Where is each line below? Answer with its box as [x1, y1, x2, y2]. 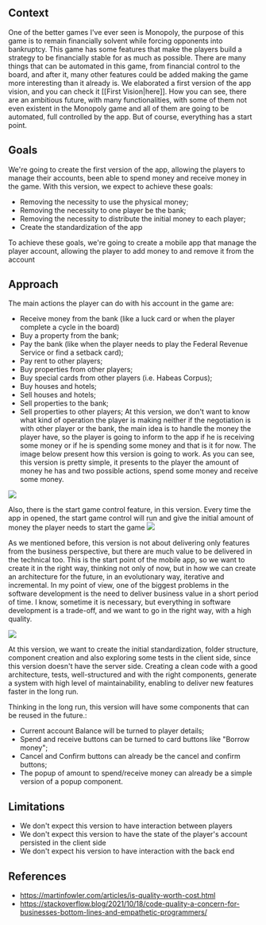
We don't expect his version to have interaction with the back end [19, 846, 235, 856]
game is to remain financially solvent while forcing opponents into [8, 36, 223, 45]
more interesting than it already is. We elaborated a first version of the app [8, 78, 252, 87]
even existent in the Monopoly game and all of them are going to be [8, 103, 229, 113]
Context [8, 6, 49, 20]
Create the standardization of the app [19, 222, 143, 231]
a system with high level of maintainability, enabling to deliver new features [8, 678, 254, 688]
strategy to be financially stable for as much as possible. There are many [8, 52, 246, 62]
